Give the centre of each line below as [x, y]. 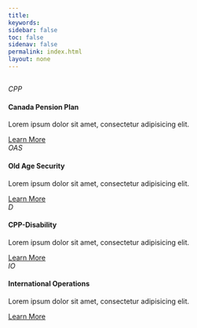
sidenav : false [33, 45]
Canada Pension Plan [44, 107]
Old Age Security [36, 166]
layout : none [29, 60]
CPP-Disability [33, 225]
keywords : [24, 23]
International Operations [49, 284]
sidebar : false [33, 30]
